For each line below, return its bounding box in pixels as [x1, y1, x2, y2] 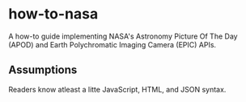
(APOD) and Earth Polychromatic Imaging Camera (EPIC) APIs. [8, 39, 217, 49]
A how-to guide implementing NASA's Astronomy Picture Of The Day [8, 31, 238, 41]
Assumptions [8, 63, 78, 77]
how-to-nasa [8, 5, 99, 23]
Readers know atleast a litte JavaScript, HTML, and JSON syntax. [8, 84, 227, 94]
